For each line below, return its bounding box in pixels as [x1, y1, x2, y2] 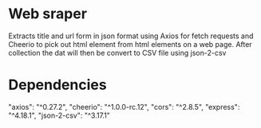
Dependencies [8, 76, 107, 94]
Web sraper [8, 5, 88, 23]
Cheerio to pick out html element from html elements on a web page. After [8, 39, 253, 48]
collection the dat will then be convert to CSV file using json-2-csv [8, 48, 227, 57]
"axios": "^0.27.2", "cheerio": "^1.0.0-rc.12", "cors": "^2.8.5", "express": [8, 102, 240, 111]
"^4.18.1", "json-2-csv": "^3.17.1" [8, 111, 110, 120]
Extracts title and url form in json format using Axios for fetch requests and [8, 31, 254, 41]
